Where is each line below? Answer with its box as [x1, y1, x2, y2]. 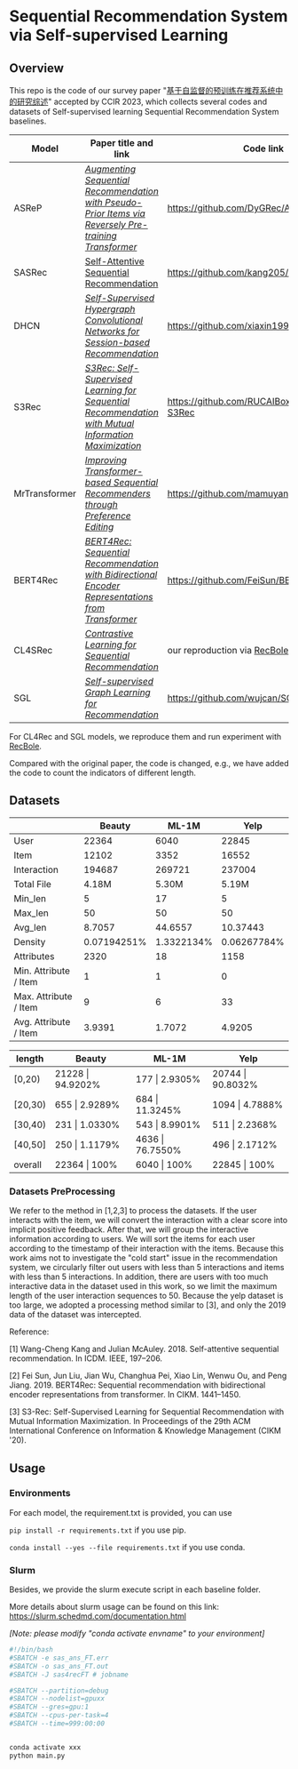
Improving [84, 454, 127, 466]
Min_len [13, 892, 47, 904]
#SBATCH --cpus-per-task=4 [9, 1711, 109, 1720]
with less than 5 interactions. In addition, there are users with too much [9, 1271, 269, 1282]
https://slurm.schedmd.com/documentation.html [9, 1611, 186, 1621]
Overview [9, 60, 65, 76]
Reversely [84, 219, 127, 230]
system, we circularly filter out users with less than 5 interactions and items [9, 1262, 285, 1273]
